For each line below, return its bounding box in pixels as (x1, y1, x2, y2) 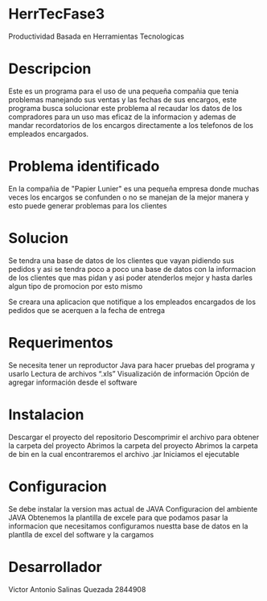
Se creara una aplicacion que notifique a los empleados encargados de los (8, 297, 256, 307)
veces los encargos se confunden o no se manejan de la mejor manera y (8, 192, 249, 202)
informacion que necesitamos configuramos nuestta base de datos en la (8, 521, 249, 531)
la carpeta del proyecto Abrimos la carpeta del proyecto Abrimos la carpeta (8, 440, 259, 451)
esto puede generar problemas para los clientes (8, 200, 167, 210)
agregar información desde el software (8, 377, 138, 387)
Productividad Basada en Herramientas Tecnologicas (8, 31, 185, 41)
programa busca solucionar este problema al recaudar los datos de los (8, 103, 243, 113)
